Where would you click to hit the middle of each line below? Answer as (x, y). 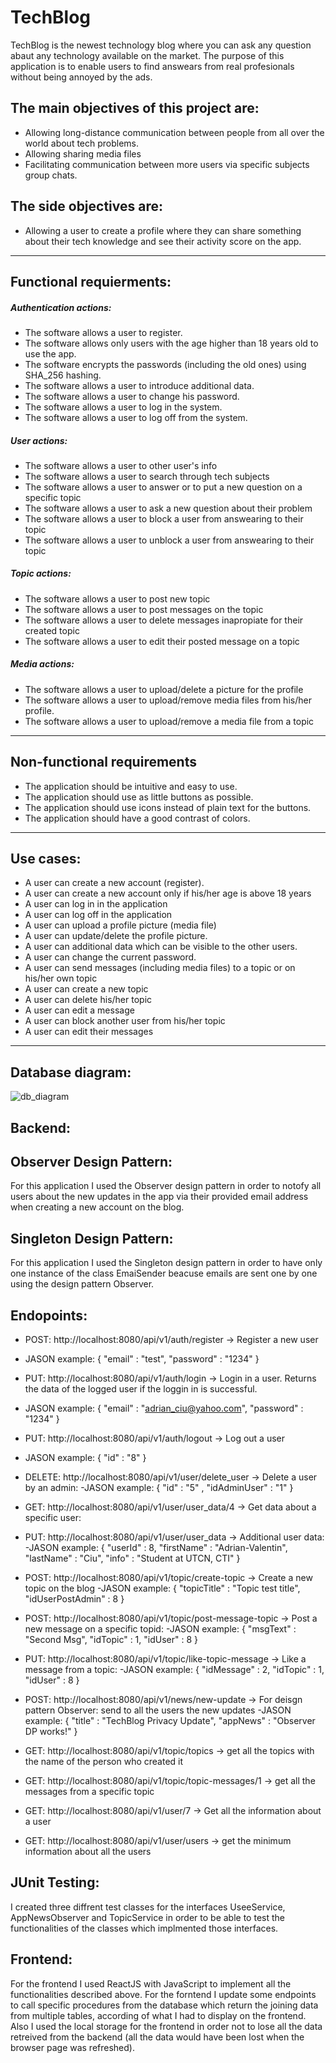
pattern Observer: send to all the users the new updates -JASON (158, 1710)
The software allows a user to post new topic (117, 598)
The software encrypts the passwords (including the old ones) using (165, 364)
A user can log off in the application (98, 915)
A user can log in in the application (96, 904)
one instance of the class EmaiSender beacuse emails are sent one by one (164, 1273)
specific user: (53, 1518)
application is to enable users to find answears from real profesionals (152, 66)
